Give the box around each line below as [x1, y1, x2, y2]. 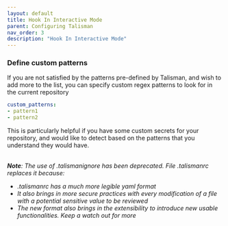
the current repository [7, 88, 69, 97]
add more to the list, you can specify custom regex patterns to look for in [7, 81, 213, 89]
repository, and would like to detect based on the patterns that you [7, 134, 195, 142]
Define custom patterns [7, 58, 88, 68]
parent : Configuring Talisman [7, 23, 94, 29]
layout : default [7, 10, 53, 17]
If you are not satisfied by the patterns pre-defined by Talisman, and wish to [7, 73, 221, 82]
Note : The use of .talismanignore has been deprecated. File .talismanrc [7, 162, 209, 170]
